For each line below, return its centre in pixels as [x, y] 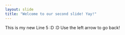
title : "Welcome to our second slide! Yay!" [51, 14]
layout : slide [19, 9]
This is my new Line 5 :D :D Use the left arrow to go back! [62, 27]
